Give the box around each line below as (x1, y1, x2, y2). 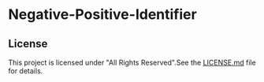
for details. (8, 66, 43, 76)
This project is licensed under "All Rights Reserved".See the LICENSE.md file (8, 58, 256, 67)
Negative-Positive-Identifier (8, 6, 197, 24)
